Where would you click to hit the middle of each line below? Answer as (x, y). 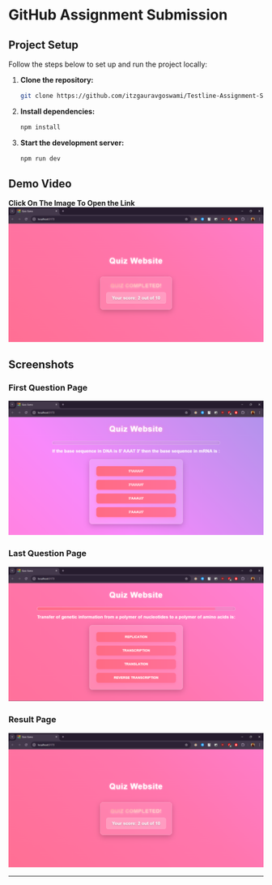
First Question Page (48, 388)
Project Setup (44, 45)
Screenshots (41, 365)
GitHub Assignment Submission (118, 15)
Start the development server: (72, 143)
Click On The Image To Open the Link (72, 203)
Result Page (32, 720)
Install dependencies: (57, 111)
